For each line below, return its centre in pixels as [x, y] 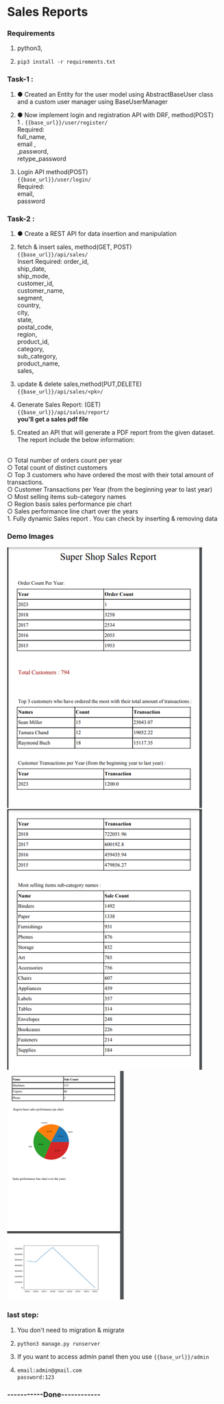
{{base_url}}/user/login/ [54, 180]
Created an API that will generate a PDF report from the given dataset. [116, 433]
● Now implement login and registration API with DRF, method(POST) [115, 114]
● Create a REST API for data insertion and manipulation [97, 234]
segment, [30, 298]
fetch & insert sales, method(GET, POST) [74, 247]
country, [29, 305]
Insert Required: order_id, [53, 262]
